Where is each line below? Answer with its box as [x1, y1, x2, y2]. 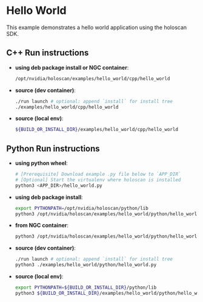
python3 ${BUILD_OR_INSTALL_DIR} [15, 290, 100, 296]
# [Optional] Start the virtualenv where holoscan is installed [15, 176, 181, 183]
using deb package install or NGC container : [15, 64, 129, 71]
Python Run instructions [6, 143, 100, 153]
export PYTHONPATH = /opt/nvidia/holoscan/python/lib [15, 205, 148, 211]
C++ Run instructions [6, 48, 89, 58]
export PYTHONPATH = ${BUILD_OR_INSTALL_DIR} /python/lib [15, 284, 157, 291]
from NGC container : [15, 222, 68, 229]
